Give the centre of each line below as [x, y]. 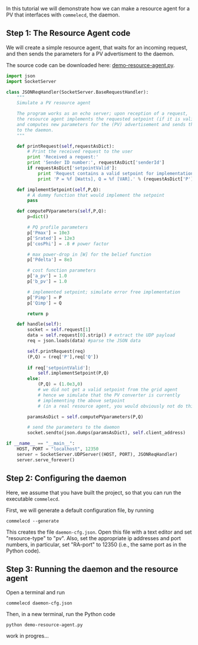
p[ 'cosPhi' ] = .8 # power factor [68, 244]
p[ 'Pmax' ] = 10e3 [48, 233]
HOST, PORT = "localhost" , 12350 [58, 449]
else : [34, 379]
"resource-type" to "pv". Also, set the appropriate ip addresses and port [94, 538]
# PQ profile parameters [58, 227]
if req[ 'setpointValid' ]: [59, 368]
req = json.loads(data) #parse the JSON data [84, 341]
